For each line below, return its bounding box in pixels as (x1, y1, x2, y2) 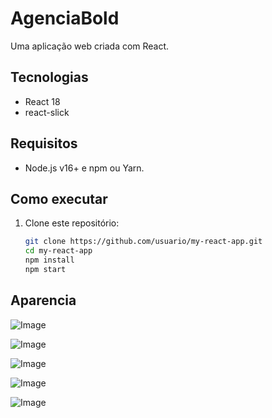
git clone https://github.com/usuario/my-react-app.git (24, 237, 263, 247)
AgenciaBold (10, 7, 120, 30)
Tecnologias (10, 69, 89, 86)
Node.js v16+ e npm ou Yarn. (24, 162, 145, 174)
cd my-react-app (24, 246, 93, 256)
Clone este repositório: (24, 217, 120, 229)
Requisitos (10, 135, 78, 152)
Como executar (10, 190, 108, 207)
